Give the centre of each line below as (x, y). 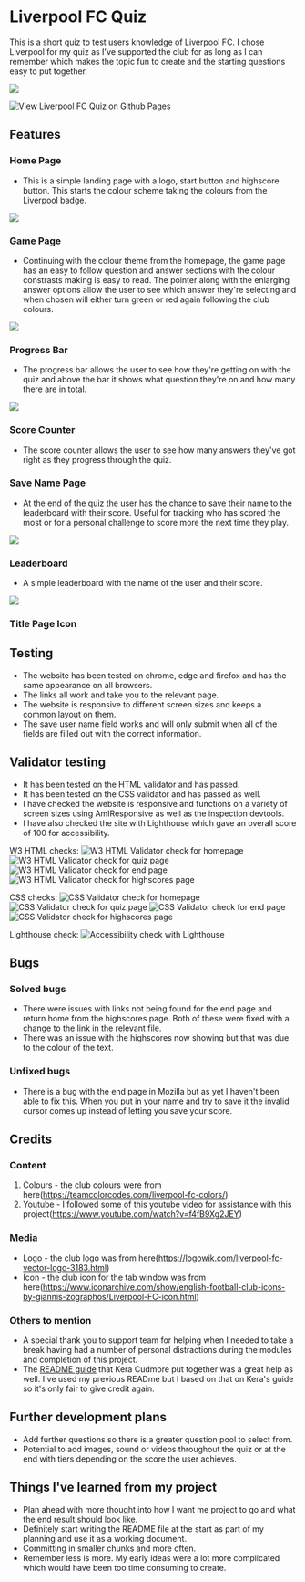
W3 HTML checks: (44, 850)
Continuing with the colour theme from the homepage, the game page (154, 260)
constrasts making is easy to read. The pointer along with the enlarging (156, 279)
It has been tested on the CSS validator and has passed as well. (142, 794)
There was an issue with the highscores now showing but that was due (156, 1038)
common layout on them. (69, 714)
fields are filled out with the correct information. (112, 733)
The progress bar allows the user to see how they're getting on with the (157, 370)
